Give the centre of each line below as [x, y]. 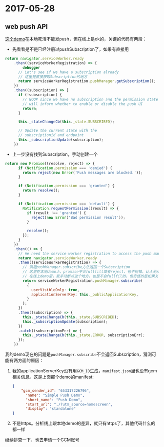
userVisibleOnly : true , [55, 290]
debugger [31, 67]
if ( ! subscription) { [40, 95]
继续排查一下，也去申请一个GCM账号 [42, 440]
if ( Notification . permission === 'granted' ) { [66, 186]
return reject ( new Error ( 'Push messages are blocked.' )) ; [83, 172]
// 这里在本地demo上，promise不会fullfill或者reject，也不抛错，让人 [88, 272]
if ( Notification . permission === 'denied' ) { [65, 168]
